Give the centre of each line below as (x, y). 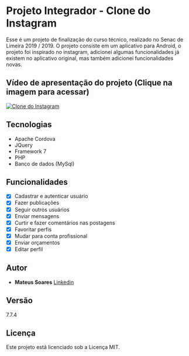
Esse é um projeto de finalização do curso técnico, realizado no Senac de (95, 39)
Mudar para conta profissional (51, 236)
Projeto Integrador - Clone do (78, 11)
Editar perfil (29, 249)
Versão (20, 301)
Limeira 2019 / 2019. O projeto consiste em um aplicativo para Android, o (94, 46)
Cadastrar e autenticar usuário (51, 196)
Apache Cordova (35, 138)
